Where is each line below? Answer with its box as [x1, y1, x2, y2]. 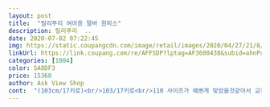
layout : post [8, 11, 52, 20]
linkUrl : [8, 49, 38, 57]
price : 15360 [8, 72, 52, 80]
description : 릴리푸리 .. [8, 27, 92, 35]
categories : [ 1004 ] [8, 57, 74, 65]
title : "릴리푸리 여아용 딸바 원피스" [8, 19, 122, 27]
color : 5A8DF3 [8, 64, 56, 72]
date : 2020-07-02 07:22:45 [8, 34, 99, 43]
